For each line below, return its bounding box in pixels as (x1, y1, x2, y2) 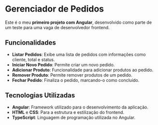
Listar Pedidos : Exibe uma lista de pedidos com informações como (12, 51, 146, 57)
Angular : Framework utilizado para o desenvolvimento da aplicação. (12, 104, 149, 110)
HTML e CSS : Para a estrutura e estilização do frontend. (12, 109, 125, 115)
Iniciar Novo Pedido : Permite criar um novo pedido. (12, 62, 115, 67)
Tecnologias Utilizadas (5, 91, 75, 100)
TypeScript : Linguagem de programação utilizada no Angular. (12, 114, 135, 120)
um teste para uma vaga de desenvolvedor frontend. (5, 24, 110, 30)
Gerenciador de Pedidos (5, 3, 104, 15)
